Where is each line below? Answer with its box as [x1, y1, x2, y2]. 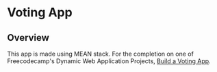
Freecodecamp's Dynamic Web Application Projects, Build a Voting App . [7, 57, 211, 65]
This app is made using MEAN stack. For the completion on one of [7, 50, 194, 58]
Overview [7, 32, 50, 43]
